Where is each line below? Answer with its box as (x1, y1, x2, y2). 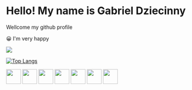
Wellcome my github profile (6, 24, 73, 31)
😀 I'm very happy (6, 35, 49, 42)
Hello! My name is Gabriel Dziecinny (6, 4, 186, 18)
